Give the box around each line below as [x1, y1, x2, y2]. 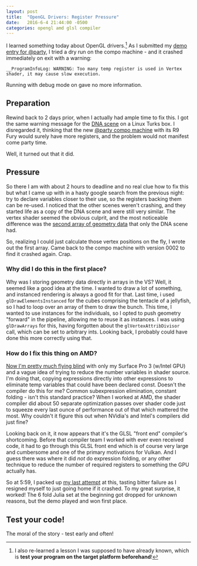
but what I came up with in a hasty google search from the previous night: [6, 189, 185, 196]
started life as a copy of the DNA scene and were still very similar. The [6, 208, 176, 215]
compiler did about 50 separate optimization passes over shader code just [6, 400, 186, 407]
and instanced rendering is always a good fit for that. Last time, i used [6, 291, 175, 298]
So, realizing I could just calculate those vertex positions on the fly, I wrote [6, 238, 186, 245]
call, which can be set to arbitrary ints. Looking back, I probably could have [6, 328, 188, 335]
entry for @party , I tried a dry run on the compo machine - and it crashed [6, 48, 183, 55]
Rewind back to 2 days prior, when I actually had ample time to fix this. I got [6, 114, 189, 121]
